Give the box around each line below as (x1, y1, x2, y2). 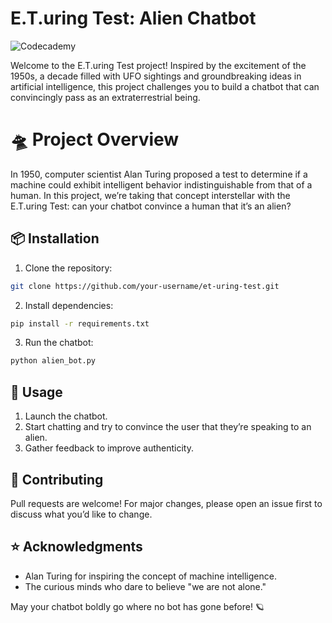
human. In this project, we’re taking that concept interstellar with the (10, 189, 291, 201)
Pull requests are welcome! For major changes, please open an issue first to (10, 497, 323, 509)
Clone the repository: (24, 262, 113, 274)
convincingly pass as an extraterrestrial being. (10, 91, 201, 103)
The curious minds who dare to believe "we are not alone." (24, 580, 267, 592)
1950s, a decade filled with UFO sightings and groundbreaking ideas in (10, 70, 302, 82)
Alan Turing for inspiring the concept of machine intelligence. (24, 570, 277, 582)
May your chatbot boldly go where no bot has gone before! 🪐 (10, 600, 265, 612)
